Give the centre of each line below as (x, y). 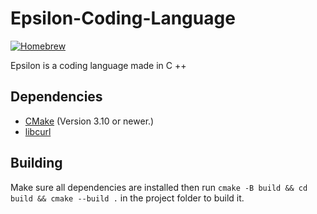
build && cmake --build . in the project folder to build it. (127, 198)
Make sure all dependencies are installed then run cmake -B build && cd (159, 187)
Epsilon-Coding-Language (123, 18)
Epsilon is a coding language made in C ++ (98, 65)
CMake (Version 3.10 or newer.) (89, 121)
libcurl (38, 131)
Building (36, 163)
